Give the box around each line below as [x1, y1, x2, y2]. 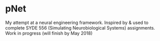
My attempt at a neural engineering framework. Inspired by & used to [5, 19, 149, 25]
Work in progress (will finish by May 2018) [5, 30, 93, 36]
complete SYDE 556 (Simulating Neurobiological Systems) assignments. [5, 24, 155, 30]
